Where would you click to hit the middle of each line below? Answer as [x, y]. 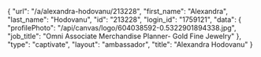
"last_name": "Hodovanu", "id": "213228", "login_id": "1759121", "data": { [125, 20]
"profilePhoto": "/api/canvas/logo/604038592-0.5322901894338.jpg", [122, 28]
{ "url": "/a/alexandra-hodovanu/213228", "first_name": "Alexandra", [117, 11]
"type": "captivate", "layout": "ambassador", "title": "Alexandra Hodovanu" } [130, 45]
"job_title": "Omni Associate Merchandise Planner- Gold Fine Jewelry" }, [125, 36]
